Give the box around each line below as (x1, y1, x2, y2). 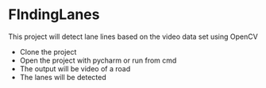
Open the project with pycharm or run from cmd (19, 55, 177, 65)
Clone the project (19, 47, 77, 56)
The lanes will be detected (19, 72, 106, 82)
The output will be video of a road (19, 63, 131, 73)
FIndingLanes (8, 6, 100, 24)
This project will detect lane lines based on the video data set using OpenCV (8, 32, 258, 41)
